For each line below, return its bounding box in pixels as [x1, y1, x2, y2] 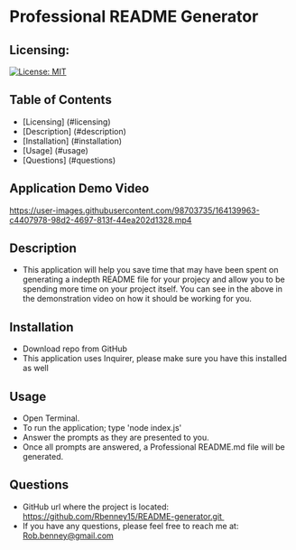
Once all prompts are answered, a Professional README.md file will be [22, 442, 286, 452]
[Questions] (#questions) [22, 154, 116, 165]
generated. [22, 452, 64, 462]
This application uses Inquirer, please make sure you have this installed [22, 353, 287, 364]
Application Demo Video [9, 181, 150, 196]
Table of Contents [9, 92, 113, 107]
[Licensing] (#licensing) [22, 116, 111, 127]
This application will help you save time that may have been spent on [22, 265, 279, 275]
